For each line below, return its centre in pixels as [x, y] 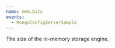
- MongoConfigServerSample [44, 22]
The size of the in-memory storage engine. [57, 39]
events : [15, 17]
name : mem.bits [25, 11]
